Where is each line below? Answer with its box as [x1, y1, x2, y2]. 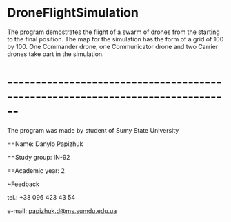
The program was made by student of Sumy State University [7, 126, 179, 134]
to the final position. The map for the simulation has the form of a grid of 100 [7, 35, 224, 43]
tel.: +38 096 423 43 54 [7, 193, 76, 201]
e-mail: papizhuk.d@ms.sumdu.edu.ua [7, 206, 117, 215]
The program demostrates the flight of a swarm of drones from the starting [7, 28, 221, 36]
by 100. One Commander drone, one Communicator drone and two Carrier [7, 42, 219, 50]
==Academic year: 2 [7, 166, 66, 174]
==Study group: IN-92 [7, 153, 70, 161]
